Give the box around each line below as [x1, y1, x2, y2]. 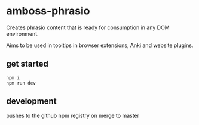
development [6, 96, 57, 107]
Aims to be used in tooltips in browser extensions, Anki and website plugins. [6, 42, 194, 49]
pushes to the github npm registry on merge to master [6, 112, 139, 119]
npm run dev [6, 80, 36, 86]
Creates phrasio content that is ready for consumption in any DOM [6, 24, 170, 31]
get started [6, 59, 49, 69]
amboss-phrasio [6, 4, 90, 18]
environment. [6, 30, 39, 37]
